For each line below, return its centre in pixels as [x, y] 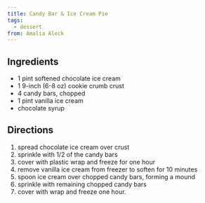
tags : [15, 20]
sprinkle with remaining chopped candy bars [82, 184]
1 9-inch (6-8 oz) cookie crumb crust [71, 86]
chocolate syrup [41, 108]
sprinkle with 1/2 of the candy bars [67, 154]
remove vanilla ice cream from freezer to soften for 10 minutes [107, 169]
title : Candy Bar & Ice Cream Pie [58, 14]
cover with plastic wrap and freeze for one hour [86, 162]
